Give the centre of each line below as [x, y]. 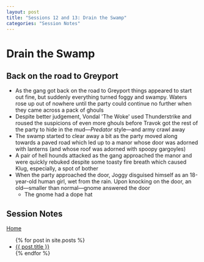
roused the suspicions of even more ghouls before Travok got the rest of [107, 123]
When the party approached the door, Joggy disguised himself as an [102, 175]
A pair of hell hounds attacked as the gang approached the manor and [104, 156]
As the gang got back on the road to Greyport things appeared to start [104, 91]
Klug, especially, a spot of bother [57, 169]
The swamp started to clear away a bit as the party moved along [96, 136]
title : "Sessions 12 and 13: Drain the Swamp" [67, 18]
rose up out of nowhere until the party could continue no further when [103, 104]
